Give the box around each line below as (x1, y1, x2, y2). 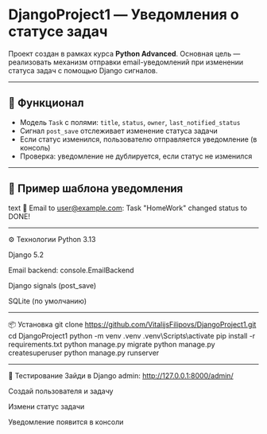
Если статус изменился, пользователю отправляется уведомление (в (19, 134, 257, 144)
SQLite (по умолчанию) (8, 296, 87, 306)
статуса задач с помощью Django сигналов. (8, 65, 158, 75)
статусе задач (8, 22, 108, 41)
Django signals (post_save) (8, 280, 97, 290)
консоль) (19, 143, 51, 152)
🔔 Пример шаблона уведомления (8, 182, 184, 196)
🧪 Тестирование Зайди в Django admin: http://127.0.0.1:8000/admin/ (8, 370, 234, 380)
